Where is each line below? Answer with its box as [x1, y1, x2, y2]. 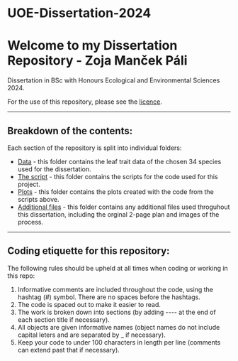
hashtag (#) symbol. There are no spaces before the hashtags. [17, 293, 200, 301]
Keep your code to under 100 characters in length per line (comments [17, 338, 221, 346]
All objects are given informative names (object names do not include [17, 323, 220, 331]
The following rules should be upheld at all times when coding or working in [7, 264, 228, 272]
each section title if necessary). [17, 315, 110, 324]
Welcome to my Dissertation [7, 38, 178, 54]
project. [17, 180, 40, 188]
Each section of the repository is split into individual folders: [7, 144, 182, 152]
